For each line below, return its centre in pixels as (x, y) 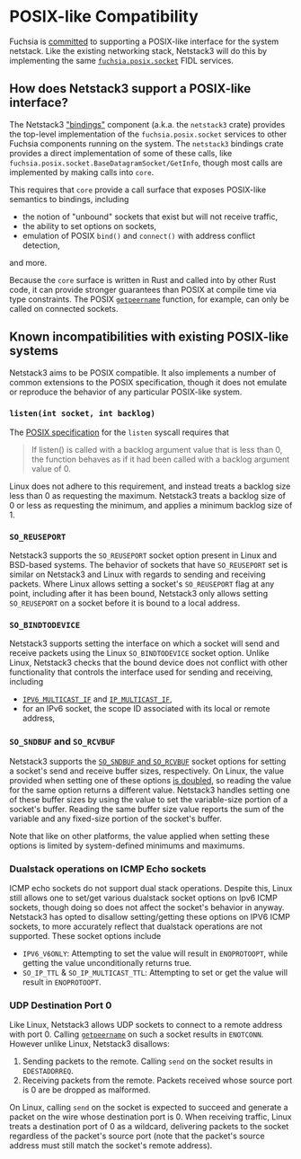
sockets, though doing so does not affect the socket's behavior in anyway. (147, 907)
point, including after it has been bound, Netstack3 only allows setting (138, 594)
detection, (41, 245)
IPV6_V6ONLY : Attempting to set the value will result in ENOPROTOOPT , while (155, 953)
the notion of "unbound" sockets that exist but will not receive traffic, (150, 217)
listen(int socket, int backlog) (82, 414)
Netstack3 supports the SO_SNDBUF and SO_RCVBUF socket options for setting (148, 761)
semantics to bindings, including (69, 199)
